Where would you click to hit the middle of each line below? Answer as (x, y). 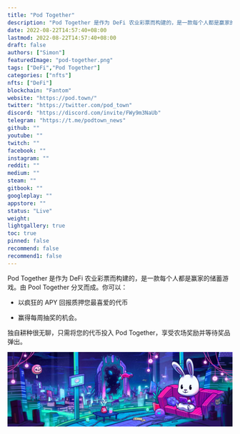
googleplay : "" (30, 196)
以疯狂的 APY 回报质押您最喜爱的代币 (73, 302)
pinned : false (29, 241)
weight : (19, 218)
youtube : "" (25, 136)
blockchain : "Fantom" (40, 90)
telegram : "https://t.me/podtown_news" (67, 121)
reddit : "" (24, 166)
